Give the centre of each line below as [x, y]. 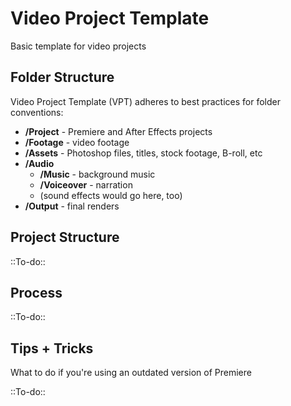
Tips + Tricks [52, 348]
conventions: [37, 112]
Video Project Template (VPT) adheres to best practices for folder [145, 101]
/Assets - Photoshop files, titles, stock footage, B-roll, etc [143, 153]
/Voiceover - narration [86, 184]
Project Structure [65, 237]
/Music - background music [97, 174]
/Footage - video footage [77, 142]
